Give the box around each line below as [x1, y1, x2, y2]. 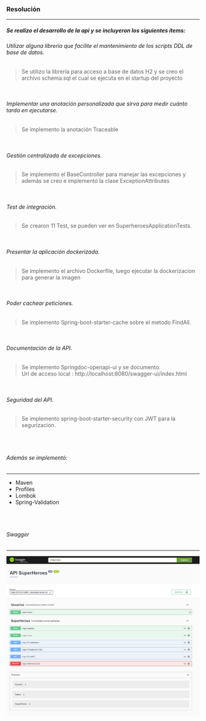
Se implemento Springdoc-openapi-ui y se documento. [21, 364, 161, 371]
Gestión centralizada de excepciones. [6, 152, 102, 159]
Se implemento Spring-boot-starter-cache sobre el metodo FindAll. [21, 318, 191, 326]
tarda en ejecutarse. [6, 107, 58, 114]
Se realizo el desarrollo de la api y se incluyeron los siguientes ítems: [6, 26, 186, 34]
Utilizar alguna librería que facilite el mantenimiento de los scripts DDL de [6, 42, 193, 50]
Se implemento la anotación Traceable [21, 126, 119, 133]
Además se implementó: [6, 453, 68, 461]
